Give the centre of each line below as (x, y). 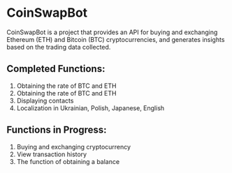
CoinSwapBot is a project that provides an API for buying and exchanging (112, 32)
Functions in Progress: (57, 130)
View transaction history (52, 154)
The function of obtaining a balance (68, 161)
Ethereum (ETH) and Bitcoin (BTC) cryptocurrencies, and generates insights (116, 39)
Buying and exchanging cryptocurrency (73, 146)
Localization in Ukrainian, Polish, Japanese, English (90, 108)
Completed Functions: (56, 69)
